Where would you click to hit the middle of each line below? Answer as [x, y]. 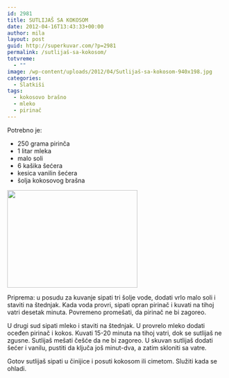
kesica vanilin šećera [47, 173]
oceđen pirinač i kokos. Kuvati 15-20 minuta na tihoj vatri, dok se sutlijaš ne [114, 333]
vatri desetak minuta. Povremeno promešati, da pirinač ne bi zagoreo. [107, 312]
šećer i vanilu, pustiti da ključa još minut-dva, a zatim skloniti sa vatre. [107, 347]
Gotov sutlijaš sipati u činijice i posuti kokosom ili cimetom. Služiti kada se [112, 361]
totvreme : [22, 59]
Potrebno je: [25, 130]
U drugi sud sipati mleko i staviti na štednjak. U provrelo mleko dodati [106, 325]
